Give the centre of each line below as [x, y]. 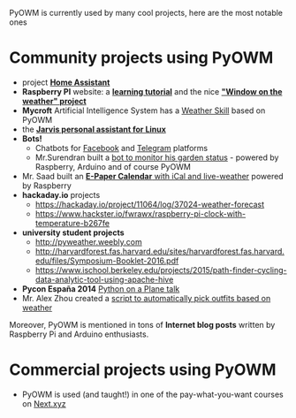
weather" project [54, 101]
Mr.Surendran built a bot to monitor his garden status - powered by [157, 157]
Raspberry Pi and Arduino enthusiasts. [79, 334]
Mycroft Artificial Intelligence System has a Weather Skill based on [144, 110]
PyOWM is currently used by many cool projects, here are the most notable [146, 13]
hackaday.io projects [61, 194]
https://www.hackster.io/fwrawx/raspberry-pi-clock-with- [140, 213]
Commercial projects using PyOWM [143, 370]
